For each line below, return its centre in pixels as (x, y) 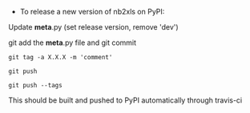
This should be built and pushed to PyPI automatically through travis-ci (125, 100)
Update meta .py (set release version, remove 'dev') (93, 27)
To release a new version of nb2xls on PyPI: (92, 12)
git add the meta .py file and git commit (73, 42)
